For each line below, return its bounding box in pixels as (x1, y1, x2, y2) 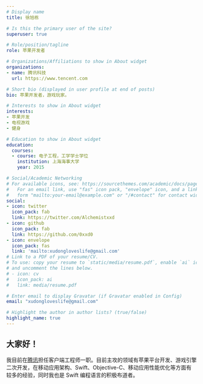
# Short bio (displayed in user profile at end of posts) (6, 86, 155, 93)
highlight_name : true (6, 315, 61, 321)
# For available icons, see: (6, 181, 80, 187)
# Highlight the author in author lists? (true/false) (6, 310, 147, 316)
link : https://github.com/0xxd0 (11, 231, 94, 238)
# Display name (6, 8, 45, 15)
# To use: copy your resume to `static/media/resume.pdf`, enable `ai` (6, 259, 190, 266)
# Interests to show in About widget (6, 103, 101, 109)
